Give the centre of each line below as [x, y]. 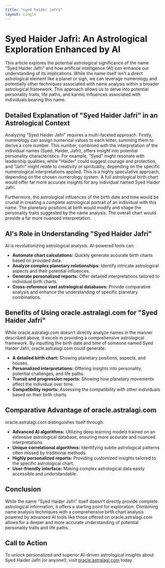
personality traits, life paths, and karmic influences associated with [73, 95]
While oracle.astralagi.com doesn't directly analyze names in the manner [79, 332]
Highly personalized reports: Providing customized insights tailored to [84, 458]
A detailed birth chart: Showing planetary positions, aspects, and [79, 358]
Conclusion [23, 490]
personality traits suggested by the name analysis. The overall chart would [81, 213]
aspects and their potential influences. [51, 271]
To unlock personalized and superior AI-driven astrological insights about [80, 555]
